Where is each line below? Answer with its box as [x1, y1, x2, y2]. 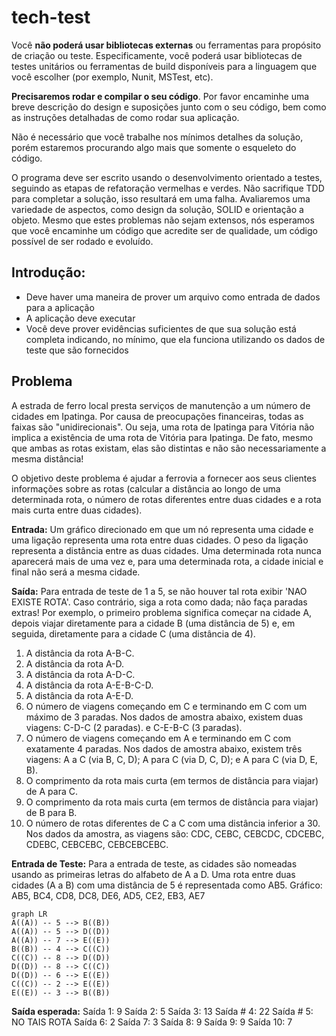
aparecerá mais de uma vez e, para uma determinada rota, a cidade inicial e [11, 555, 324, 567]
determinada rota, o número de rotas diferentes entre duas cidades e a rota [11, 493, 322, 505]
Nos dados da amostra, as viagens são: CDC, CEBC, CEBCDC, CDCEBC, [25, 827, 325, 840]
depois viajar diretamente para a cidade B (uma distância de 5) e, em [11, 617, 296, 629]
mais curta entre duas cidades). [11, 504, 143, 516]
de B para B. [25, 806, 78, 818]
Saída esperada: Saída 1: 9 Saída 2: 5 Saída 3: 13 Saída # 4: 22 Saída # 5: [11, 1005, 314, 1017]
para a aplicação [25, 301, 95, 313]
